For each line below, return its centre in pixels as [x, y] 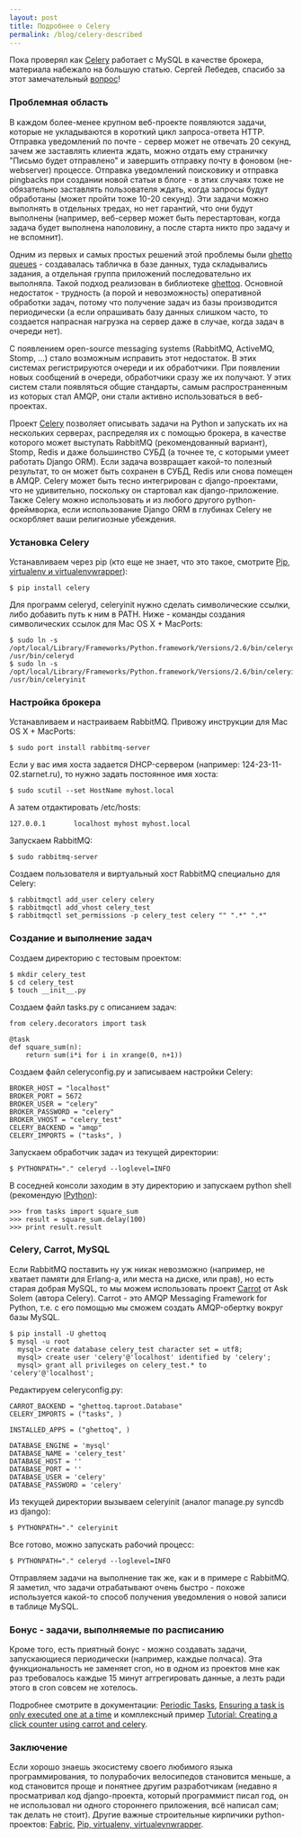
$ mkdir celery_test [48, 974]
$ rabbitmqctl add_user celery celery [82, 900]
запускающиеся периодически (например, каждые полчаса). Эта [136, 1659]
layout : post [34, 18]
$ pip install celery [50, 588]
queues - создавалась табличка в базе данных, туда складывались [138, 264]
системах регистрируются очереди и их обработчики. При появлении [145, 367]
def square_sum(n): [46, 1047]
